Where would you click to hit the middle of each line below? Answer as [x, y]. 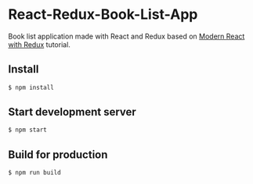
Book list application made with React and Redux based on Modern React [127, 36]
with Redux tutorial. [39, 44]
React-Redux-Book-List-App [103, 15]
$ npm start [27, 130]
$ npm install [31, 87]
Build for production [58, 155]
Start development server [72, 112]
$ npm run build [34, 173]
